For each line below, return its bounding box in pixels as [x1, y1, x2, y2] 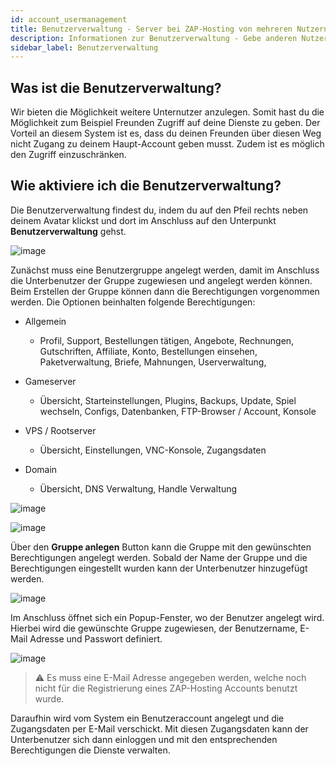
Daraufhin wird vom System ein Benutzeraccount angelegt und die [10, 712, 285, 724]
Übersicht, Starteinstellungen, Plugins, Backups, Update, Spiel [39, 394, 297, 406]
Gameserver [24, 375, 77, 387]
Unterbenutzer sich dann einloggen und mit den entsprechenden [10, 733, 278, 745]
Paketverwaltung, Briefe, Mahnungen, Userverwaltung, [39, 356, 267, 368]
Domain [24, 463, 58, 475]
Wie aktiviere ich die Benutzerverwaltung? [10, 177, 282, 195]
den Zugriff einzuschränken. [10, 149, 127, 161]
